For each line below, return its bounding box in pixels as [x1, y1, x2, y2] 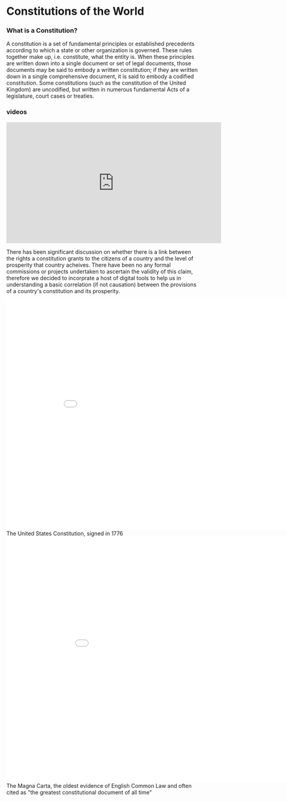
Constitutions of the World [6, 4, 145, 18]
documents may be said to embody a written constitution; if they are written [6, 66, 198, 74]
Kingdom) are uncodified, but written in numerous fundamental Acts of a [6, 86, 190, 93]
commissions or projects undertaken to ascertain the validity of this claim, [6, 267, 193, 275]
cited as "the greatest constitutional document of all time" [6, 788, 152, 796]
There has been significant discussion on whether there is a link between [6, 248, 191, 256]
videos [6, 108, 28, 116]
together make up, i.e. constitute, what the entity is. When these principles [6, 53, 194, 61]
